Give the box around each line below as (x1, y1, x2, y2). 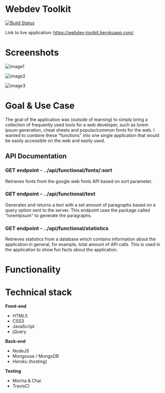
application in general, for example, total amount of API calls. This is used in (5, 241, 161, 247)
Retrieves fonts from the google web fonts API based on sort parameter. (5, 178, 153, 184)
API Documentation (5, 152, 67, 160)
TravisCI (12, 383, 30, 389)
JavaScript (12, 323, 35, 329)
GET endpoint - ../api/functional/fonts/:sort (5, 167, 113, 174)
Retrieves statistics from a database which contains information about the (5, 236, 156, 242)
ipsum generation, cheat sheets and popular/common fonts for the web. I (5, 127, 155, 133)
